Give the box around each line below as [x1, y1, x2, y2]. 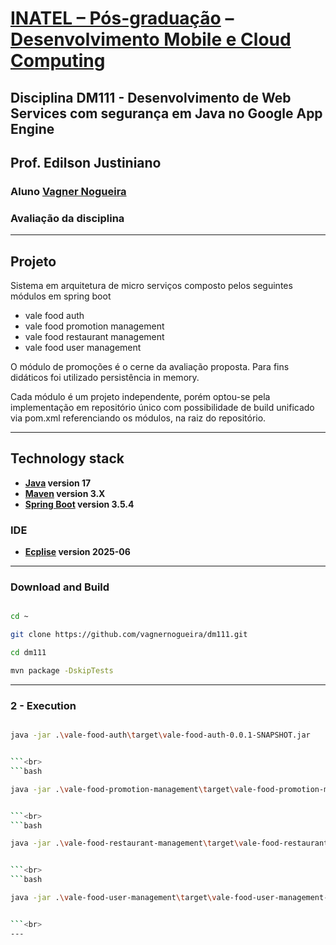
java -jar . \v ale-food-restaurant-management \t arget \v [10, 838, 244, 849]
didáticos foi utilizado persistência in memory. [10, 372, 200, 383]
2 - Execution [10, 698, 77, 712]
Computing [10, 50, 106, 72]
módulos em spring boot [10, 290, 112, 302]
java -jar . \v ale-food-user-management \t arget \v [10, 893, 217, 903]
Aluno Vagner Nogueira [10, 184, 127, 198]
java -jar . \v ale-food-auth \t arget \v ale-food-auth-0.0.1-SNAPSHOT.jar [10, 730, 311, 741]
